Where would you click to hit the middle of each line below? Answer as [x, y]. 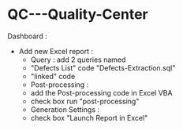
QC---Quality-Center [78, 14]
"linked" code [53, 76]
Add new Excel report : [56, 51]
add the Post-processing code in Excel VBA [101, 92]
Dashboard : [28, 36]
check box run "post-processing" [85, 101]
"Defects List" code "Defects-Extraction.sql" [103, 67]
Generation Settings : [65, 109]
